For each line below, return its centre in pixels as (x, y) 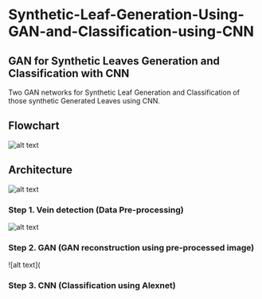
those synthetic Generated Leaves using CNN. (84, 101)
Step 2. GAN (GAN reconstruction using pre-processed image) (131, 247)
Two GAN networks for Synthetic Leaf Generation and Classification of (124, 92)
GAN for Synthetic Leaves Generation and (114, 61)
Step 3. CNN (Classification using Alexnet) (92, 285)
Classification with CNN (69, 73)
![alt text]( (25, 265)
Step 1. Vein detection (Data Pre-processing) (96, 210)
